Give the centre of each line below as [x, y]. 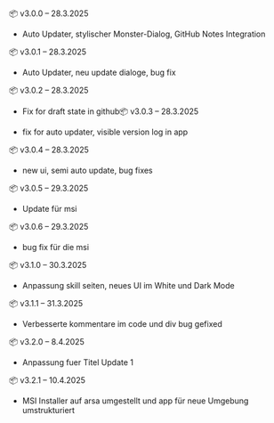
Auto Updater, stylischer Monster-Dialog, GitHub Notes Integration [144, 34]
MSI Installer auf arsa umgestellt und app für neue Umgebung [135, 401]
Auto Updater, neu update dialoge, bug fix [99, 72]
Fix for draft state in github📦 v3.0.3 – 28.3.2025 [110, 111]
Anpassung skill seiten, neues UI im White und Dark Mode [128, 285]
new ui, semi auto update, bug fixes [87, 170]
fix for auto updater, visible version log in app [105, 132]
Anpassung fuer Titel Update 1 [78, 362]
